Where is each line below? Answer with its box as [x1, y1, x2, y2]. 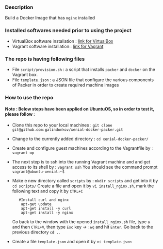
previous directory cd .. [12, 229, 61, 235]
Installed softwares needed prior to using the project [5, 27, 132, 34]
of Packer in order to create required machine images [12, 82, 119, 88]
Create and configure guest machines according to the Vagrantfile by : [12, 145, 153, 151]
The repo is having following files [5, 55, 85, 62]
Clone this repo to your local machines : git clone [12, 122, 113, 128]
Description [5, 4, 33, 11]
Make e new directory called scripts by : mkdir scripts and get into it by [12, 178, 158, 184]
